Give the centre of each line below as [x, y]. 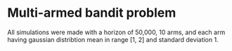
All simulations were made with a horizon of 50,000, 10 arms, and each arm [116, 32]
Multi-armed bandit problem [92, 13]
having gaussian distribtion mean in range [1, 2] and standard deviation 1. [113, 39]
